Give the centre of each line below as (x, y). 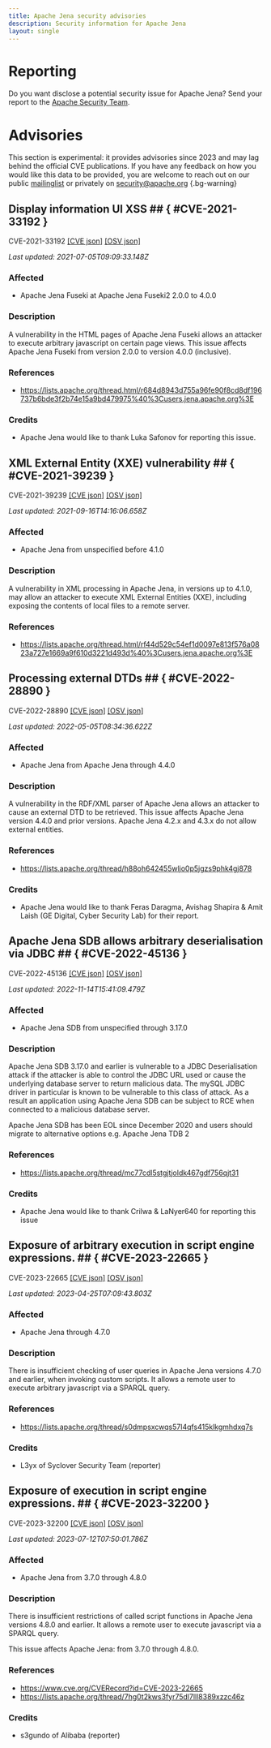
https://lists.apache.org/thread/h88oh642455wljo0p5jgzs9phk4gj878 (136, 868)
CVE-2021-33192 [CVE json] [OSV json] (75, 241)
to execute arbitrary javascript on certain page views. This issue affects (127, 342)
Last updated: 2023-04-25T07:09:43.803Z (80, 1293)
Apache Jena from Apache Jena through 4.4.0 (97, 765)
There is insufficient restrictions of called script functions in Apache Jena (131, 1617)
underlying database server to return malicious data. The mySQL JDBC (127, 1083)
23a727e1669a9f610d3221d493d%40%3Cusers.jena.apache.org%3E (136, 652)
